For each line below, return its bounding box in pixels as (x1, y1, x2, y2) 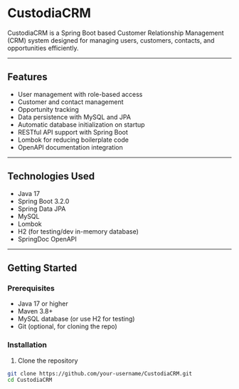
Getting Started (7, 261, 78, 274)
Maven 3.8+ (17, 307, 53, 316)
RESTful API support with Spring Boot (17, 128, 128, 136)
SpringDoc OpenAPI (17, 234, 77, 243)
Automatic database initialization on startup (17, 120, 145, 129)
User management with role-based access (17, 90, 143, 98)
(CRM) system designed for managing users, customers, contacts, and (7, 36, 215, 44)
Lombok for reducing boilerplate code (17, 135, 129, 144)
